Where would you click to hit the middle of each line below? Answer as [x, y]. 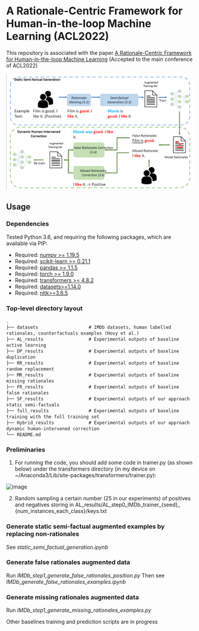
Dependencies [28, 224]
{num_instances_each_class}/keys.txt [61, 511]
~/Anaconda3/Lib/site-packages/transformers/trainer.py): [85, 475]
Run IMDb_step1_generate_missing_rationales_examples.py [79, 610]
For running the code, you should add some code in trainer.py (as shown [104, 463]
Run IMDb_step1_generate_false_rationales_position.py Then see [86, 575]
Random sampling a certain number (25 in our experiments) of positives [103, 499]
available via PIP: [27, 243]
